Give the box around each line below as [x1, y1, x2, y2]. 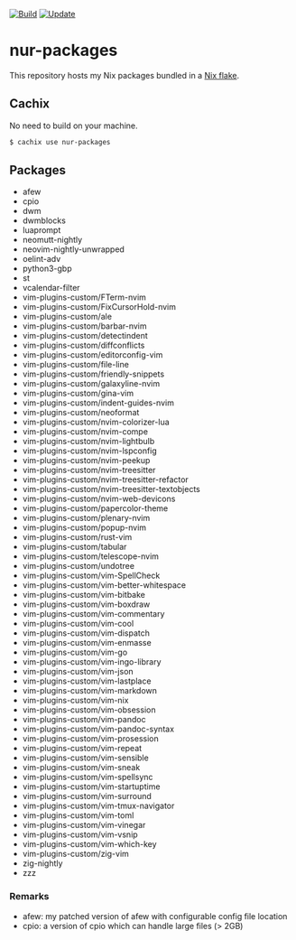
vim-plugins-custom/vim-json [22, 666, 134, 677]
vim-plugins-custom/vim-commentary [22, 609, 165, 619]
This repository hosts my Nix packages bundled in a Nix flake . [9, 70, 240, 80]
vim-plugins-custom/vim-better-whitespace [22, 580, 187, 591]
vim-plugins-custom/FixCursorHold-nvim [22, 302, 177, 312]
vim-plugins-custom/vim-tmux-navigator [22, 800, 175, 812]
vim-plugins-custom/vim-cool [22, 619, 134, 629]
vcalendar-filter [22, 283, 80, 293]
